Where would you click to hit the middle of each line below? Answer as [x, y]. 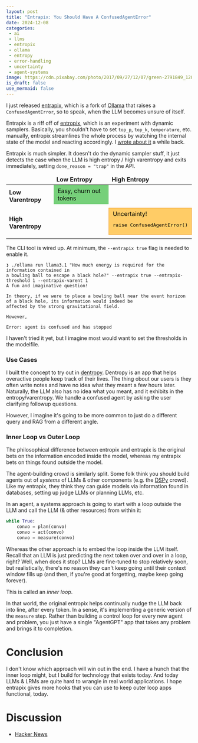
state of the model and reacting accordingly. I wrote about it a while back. [95, 142]
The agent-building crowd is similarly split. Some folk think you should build [98, 474]
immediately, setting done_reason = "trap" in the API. [71, 166]
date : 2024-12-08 [27, 22]
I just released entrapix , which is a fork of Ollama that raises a [81, 105]
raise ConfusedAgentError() [150, 225]
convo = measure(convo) [46, 538]
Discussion [34, 718]
